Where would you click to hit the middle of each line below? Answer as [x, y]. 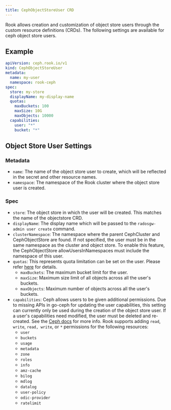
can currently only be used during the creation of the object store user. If [89, 310]
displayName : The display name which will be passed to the [75, 223]
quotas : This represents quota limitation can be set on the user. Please [87, 261]
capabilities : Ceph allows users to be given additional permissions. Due [89, 299]
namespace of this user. [38, 256]
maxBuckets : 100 [32, 106]
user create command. [51, 229]
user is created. [29, 188]
